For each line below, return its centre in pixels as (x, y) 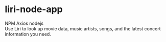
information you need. (28, 34)
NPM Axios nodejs (24, 23)
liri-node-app (34, 9)
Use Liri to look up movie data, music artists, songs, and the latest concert (83, 28)
